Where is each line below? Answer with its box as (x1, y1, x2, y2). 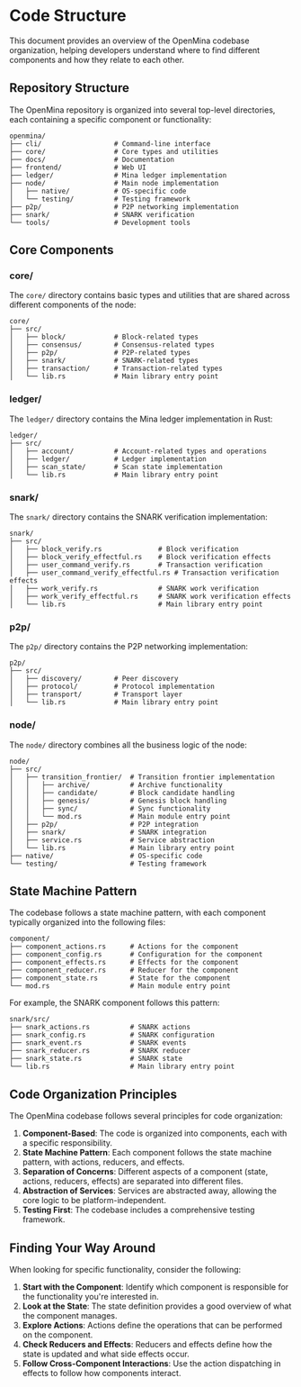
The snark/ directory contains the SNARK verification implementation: (9, 512, 268, 522)
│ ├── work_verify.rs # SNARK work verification (9, 585, 259, 594)
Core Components (9, 242, 114, 258)
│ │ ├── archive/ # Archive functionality (9, 780, 223, 789)
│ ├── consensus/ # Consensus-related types (9, 340, 216, 349)
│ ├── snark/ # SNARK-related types (9, 357, 199, 366)
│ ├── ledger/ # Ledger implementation (9, 454, 207, 464)
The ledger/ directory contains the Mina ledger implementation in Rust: (9, 413, 273, 424)
